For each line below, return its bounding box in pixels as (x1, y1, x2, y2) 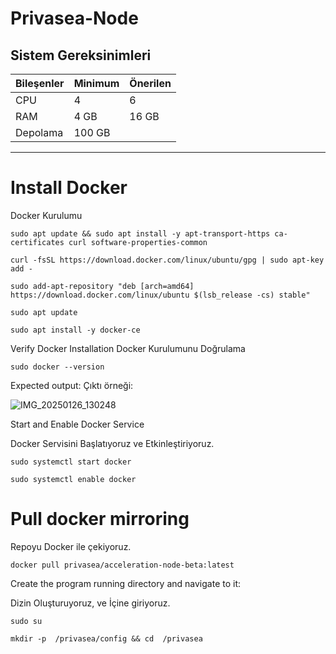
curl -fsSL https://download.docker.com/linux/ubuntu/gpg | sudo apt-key (10, 255, 325, 265)
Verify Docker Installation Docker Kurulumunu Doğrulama (10, 342, 246, 354)
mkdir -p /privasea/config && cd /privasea (10, 633, 203, 644)
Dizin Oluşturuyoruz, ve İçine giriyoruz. (10, 597, 171, 609)
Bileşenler (15, 77, 65, 90)
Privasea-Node (10, 7, 139, 30)
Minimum (73, 77, 120, 90)
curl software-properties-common (68, 237, 208, 247)
